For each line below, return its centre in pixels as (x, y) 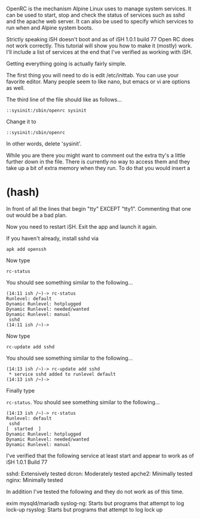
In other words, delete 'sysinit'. (44, 144)
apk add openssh (26, 249)
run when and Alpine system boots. (50, 28)
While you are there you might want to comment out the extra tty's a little (96, 155)
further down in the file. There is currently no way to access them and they (98, 162)
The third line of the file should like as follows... (64, 99)
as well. (16, 88)
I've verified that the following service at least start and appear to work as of (100, 456)
